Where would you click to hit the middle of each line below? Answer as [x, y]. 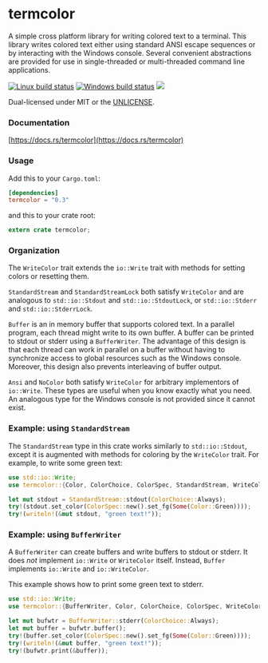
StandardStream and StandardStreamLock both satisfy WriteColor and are [126, 292]
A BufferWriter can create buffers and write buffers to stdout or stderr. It [128, 552]
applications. [29, 69]
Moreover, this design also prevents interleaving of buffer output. [115, 367]
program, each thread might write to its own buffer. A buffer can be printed [131, 333]
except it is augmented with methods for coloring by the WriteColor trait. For [134, 454]
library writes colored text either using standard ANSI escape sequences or [132, 44]
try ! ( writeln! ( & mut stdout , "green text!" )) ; [85, 514]
